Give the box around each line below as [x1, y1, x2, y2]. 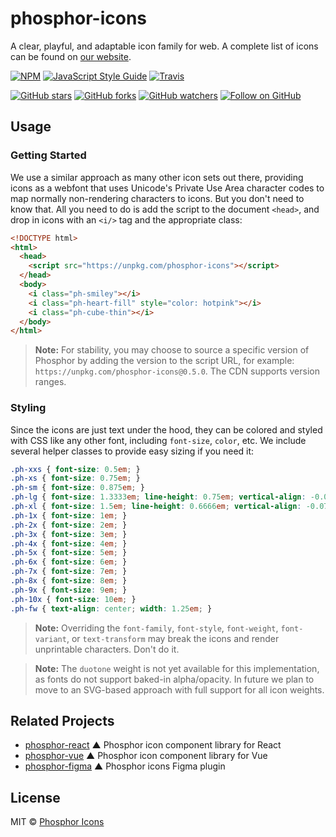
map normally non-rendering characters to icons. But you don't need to [10, 192, 305, 204]
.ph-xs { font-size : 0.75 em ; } [10, 473, 141, 484]
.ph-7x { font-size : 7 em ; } [10, 567, 128, 577]
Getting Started [10, 148, 87, 162]
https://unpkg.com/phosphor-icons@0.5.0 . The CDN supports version [34, 365, 320, 377]
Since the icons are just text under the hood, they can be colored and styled [10, 423, 323, 436]
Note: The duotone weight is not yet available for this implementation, [34, 662, 320, 674]
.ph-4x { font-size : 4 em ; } [10, 538, 128, 549]
